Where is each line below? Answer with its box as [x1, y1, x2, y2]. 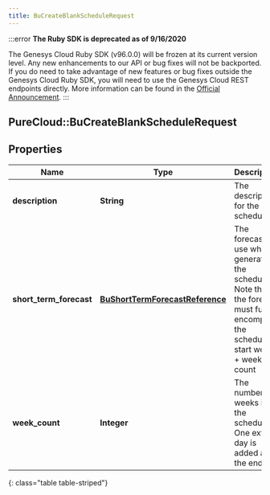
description [12, 194, 58, 206]
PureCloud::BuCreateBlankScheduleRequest [8, 116, 237, 129]
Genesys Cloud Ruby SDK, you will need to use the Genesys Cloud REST [8, 75, 249, 84]
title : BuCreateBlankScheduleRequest [8, 11, 135, 20]
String [100, 194, 125, 206]
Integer [100, 417, 129, 428]
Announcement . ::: [8, 92, 70, 101]
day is [234, 437, 257, 448]
